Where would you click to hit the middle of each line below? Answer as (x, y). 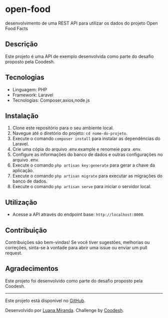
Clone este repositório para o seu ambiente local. (63, 128)
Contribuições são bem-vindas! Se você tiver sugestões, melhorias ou (77, 242)
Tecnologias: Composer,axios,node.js (51, 100)
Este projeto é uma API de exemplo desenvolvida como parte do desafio (79, 56)
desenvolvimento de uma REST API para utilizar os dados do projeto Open (82, 23)
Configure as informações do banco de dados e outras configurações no (87, 154)
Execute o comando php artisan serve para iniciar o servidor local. (82, 187)
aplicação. (23, 171)
